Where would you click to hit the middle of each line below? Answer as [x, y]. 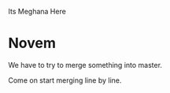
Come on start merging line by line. [65, 80]
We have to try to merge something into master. [85, 65]
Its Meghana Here [37, 11]
